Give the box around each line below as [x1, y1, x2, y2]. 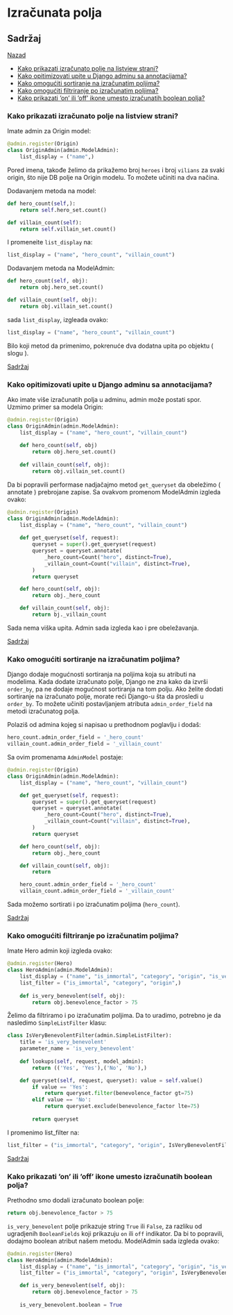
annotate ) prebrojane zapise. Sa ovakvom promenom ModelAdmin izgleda [7, 487, 221, 496]
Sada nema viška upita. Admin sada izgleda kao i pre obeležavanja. [7, 623, 199, 632]
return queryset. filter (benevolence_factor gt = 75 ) [44, 1090, 194, 1097]
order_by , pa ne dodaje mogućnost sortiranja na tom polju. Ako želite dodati [7, 685, 223, 694]
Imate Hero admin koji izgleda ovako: [7, 946, 113, 955]
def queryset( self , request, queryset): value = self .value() [19, 1077, 203, 1084]
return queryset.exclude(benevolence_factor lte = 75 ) [44, 1103, 200, 1110]
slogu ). [7, 349, 29, 357]
